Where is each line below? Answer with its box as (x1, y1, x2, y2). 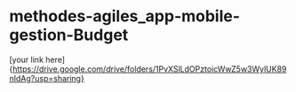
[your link (9, 54, 44, 65)
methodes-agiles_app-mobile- (9, 6, 241, 27)
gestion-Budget (9, 25, 129, 45)
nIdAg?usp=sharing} (9, 73, 84, 83)
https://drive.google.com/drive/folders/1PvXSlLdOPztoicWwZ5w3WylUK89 (12, 64, 287, 74)
